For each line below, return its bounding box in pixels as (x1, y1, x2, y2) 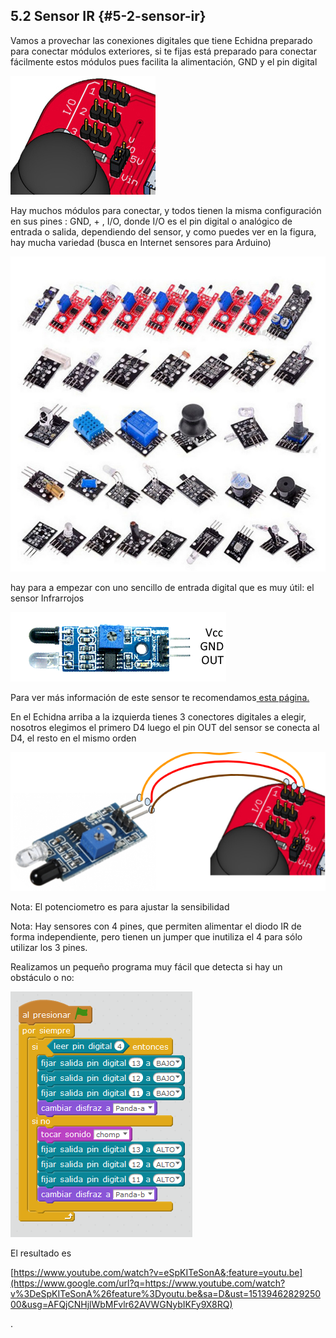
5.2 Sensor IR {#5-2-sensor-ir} (10, 8, 207, 25)
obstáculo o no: (10, 971, 75, 983)
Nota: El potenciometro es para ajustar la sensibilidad (10, 900, 230, 913)
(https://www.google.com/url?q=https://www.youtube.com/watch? (10, 1277, 286, 1289)
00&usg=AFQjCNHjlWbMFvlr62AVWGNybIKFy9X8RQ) (10, 1298, 233, 1310)
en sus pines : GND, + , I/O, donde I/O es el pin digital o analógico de (10, 215, 293, 227)
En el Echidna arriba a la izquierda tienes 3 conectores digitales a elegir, (10, 710, 307, 723)
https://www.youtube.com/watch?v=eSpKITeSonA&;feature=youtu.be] (13, 1266, 303, 1278)
